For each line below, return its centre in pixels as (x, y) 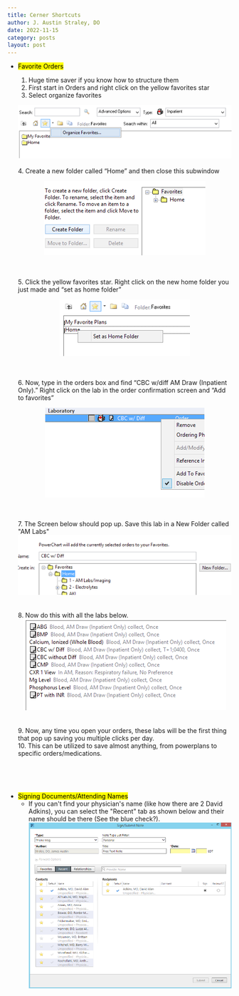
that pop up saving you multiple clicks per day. (86, 738)
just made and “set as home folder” (69, 289)
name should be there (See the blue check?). (94, 818)
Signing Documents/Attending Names (73, 796)
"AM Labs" (33, 531)
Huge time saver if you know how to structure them (103, 80)
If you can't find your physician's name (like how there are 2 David (125, 804)
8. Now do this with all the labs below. (73, 615)
